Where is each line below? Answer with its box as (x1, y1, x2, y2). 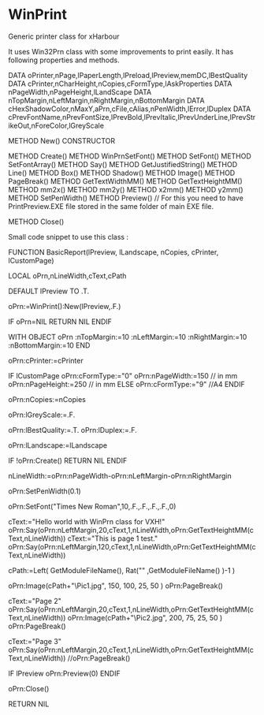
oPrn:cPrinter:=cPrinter (8, 356, 84, 365)
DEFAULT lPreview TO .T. (8, 286, 90, 296)
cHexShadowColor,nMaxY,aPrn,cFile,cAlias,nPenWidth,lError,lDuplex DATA (8, 104, 251, 114)
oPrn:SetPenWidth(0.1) (8, 486, 81, 496)
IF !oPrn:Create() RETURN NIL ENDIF (8, 456, 128, 465)
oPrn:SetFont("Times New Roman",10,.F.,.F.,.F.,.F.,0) (8, 501, 177, 511)
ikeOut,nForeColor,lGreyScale (8, 121, 105, 130)
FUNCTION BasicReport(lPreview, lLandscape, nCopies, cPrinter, (8, 247, 219, 257)
